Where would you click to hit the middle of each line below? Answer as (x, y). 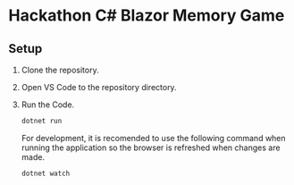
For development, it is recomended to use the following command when (154, 138)
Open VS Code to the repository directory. (99, 87)
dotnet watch (46, 173)
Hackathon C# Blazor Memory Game (147, 16)
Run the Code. (48, 105)
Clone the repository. (60, 70)
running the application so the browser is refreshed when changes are (151, 147)
